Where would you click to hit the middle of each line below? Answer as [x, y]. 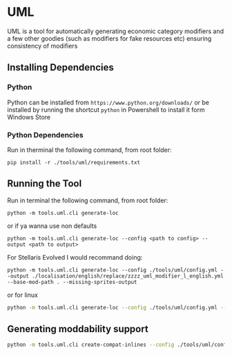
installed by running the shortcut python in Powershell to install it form [106, 109]
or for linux [22, 295]
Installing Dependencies [60, 67]
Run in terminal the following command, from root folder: [88, 200]
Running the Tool [45, 184]
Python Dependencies [46, 135]
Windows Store [29, 117]
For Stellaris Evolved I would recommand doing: [75, 257]
